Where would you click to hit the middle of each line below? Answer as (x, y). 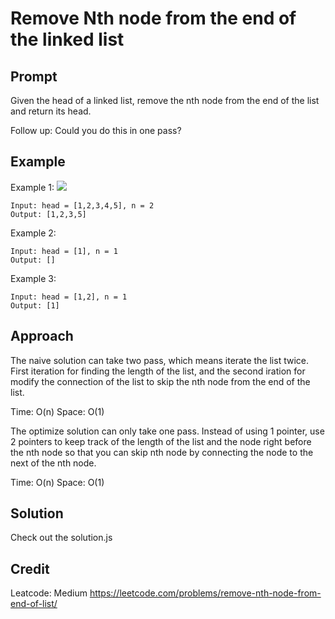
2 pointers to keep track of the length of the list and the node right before (161, 441)
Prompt (34, 76)
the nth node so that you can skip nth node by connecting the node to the (162, 452)
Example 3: (33, 278)
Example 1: (32, 187)
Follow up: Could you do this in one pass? (96, 130)
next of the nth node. (53, 463)
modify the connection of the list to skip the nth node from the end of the (160, 381)
